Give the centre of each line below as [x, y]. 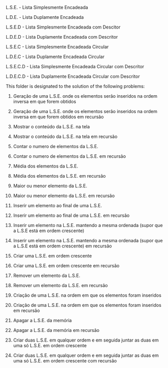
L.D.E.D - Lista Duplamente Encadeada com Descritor [62, 37]
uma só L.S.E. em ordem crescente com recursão [65, 361]
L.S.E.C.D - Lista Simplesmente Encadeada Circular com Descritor [75, 66]
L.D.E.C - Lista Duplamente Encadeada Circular [55, 56]
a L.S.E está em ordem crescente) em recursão [62, 246]
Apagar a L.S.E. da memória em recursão [56, 330]
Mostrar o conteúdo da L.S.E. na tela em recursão [65, 136]
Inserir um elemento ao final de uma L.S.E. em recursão [71, 215]
